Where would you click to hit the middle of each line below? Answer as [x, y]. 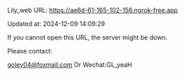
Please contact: [30, 51]
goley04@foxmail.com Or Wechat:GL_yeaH [70, 65]
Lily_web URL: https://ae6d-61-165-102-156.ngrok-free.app [92, 10]
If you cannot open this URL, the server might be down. [87, 37]
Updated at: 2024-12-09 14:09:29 [56, 24]
